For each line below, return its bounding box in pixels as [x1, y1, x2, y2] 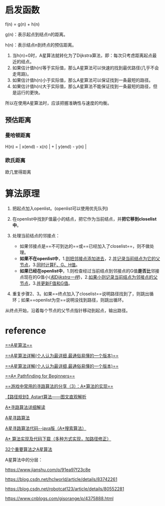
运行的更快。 [16, 90, 43, 95]
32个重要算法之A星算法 [5, 446, 53, 452]
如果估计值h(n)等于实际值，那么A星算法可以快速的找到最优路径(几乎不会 [12, 65, 159, 71]
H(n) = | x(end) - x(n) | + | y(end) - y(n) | [5, 143, 87, 149]
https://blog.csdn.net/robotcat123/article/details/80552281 [5, 486, 125, 492]
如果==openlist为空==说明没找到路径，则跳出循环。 [21, 297, 127, 303]
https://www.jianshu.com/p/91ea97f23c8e [5, 466, 91, 472]
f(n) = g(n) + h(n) [5, 21, 40, 27]
